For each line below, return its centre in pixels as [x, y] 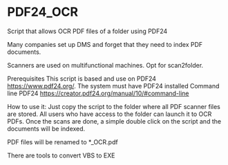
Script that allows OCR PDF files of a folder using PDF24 [87, 31]
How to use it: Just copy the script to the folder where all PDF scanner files [114, 106]
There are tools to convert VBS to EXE [61, 155]
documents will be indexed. [46, 128]
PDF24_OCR [42, 12]
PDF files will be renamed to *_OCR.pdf [63, 142]
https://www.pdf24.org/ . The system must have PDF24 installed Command [113, 86]
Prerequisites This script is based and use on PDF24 [82, 78]
